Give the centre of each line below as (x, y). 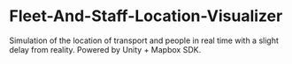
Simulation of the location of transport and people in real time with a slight (144, 40)
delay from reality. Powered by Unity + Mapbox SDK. (105, 49)
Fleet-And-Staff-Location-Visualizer (146, 16)
